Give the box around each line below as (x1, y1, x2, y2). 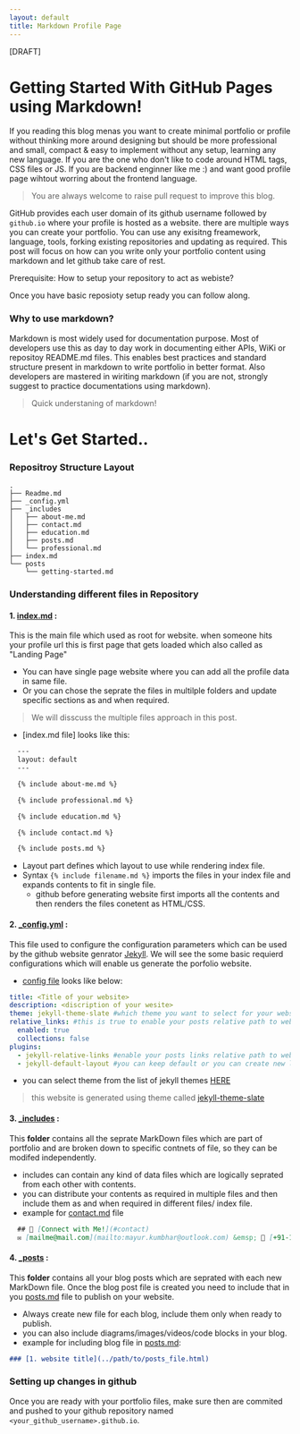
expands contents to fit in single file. (21, 879, 156, 890)
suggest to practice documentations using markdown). (9, 380, 212, 391)
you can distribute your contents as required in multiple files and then (21, 1188, 279, 1199)
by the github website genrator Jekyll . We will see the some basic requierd (9, 948, 284, 959)
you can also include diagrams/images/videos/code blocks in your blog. (21, 1328, 287, 1338)
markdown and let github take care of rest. (9, 256, 166, 267)
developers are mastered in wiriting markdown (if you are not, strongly (9, 370, 269, 381)
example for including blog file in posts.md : (21, 1336, 181, 1347)
